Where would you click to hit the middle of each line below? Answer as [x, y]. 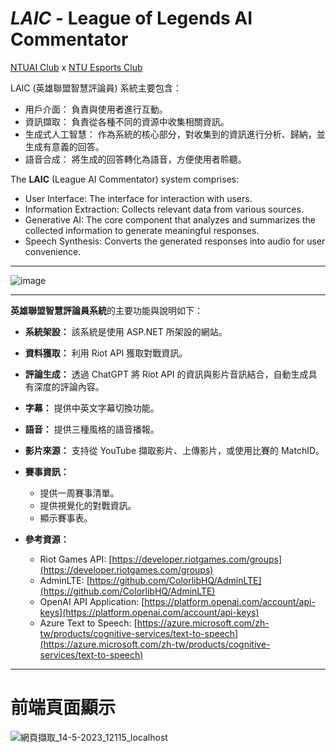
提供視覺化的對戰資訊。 [88, 505]
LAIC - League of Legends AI [131, 18]
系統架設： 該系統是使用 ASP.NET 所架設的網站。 [126, 331]
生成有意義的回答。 [64, 146]
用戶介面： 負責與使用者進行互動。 [96, 109]
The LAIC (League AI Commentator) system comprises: [125, 179]
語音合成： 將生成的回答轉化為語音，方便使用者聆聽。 [135, 159]
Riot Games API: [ [76, 559]
